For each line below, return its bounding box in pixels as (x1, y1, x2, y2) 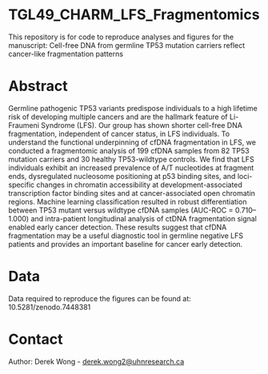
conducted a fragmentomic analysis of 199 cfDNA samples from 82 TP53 (8, 145, 250, 155)
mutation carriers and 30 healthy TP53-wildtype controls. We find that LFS (8, 154, 254, 164)
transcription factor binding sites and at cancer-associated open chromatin (8, 188, 256, 197)
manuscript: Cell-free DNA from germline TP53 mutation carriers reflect (8, 40, 246, 50)
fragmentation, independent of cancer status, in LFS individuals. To (8, 129, 230, 138)
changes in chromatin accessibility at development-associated (36, 180, 242, 189)
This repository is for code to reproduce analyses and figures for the (8, 32, 234, 42)
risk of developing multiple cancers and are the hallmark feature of (8, 112, 228, 121)
